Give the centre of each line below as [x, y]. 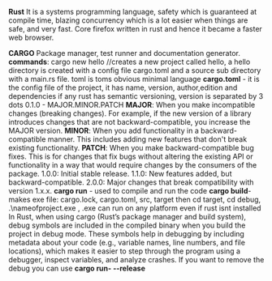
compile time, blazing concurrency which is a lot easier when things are [128, 20]
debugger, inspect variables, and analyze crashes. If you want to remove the [136, 260]
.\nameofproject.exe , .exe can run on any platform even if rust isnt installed [135, 208]
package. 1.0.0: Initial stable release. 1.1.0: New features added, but [120, 174]
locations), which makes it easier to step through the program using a [125, 251]
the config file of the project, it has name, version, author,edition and [123, 87]
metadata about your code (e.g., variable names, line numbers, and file [127, 243]
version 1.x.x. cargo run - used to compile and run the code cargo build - [130, 191]
